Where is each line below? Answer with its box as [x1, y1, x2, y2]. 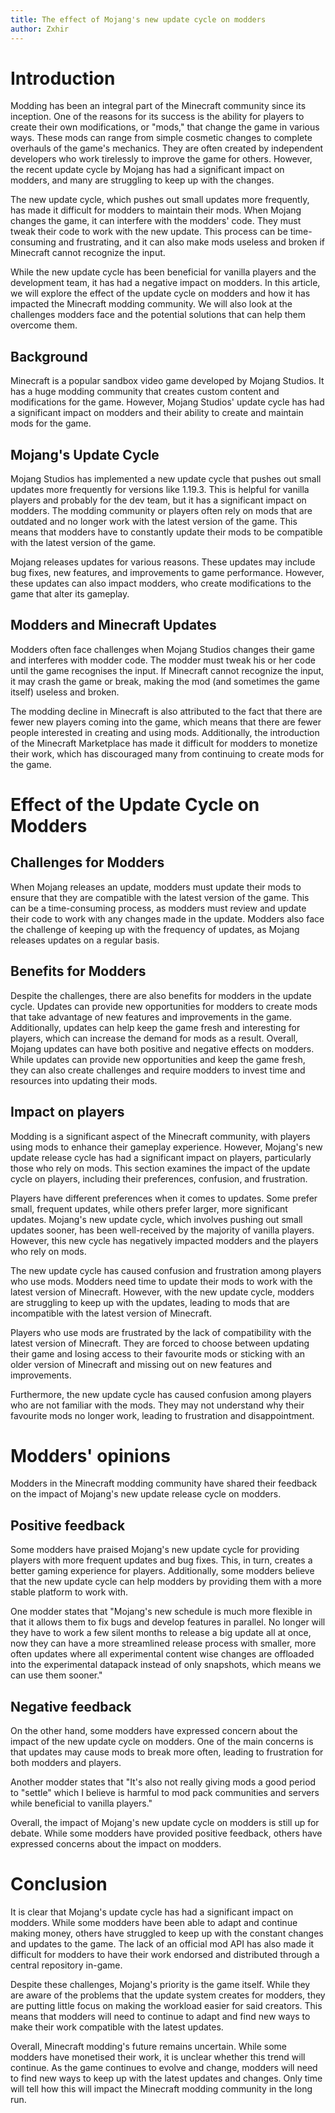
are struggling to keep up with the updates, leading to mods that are [10, 1296, 290, 1308]
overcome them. [10, 319, 78, 331]
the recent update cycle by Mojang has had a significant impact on [10, 164, 285, 176]
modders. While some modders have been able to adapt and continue [10, 1917, 298, 1928]
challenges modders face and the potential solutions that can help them [10, 309, 307, 321]
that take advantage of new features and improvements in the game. [10, 1011, 292, 1023]
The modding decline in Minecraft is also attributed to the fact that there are [10, 705, 323, 717]
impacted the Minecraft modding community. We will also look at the [10, 298, 293, 310]
